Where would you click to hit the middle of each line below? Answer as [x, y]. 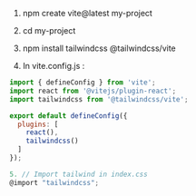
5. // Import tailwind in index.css [78, 174]
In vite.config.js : [54, 66]
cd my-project [49, 30]
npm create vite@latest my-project [87, 13]
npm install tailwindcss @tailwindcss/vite [99, 48]
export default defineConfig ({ [69, 116]
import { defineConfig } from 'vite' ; [83, 83]
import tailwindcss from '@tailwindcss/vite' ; [99, 99]
